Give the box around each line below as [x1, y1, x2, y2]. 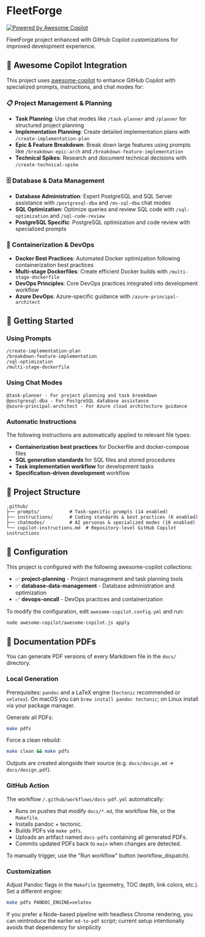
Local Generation [6, 675, 59, 683]
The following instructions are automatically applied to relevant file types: [6, 431, 192, 438]
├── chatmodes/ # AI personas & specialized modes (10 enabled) [6, 519, 196, 526]
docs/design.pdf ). [6, 766, 51, 774]
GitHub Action [6, 781, 50, 790]
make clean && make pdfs [6, 748, 70, 755]
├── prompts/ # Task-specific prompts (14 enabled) [6, 508, 168, 515]
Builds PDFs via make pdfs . [15, 826, 83, 834]
